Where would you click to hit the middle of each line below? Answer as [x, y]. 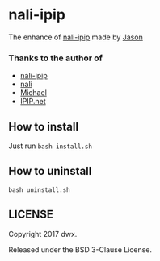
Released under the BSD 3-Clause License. [80, 249]
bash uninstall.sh [39, 190]
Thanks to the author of [55, 58]
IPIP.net [33, 101]
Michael [33, 93]
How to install [44, 126]
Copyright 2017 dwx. [43, 234]
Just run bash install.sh [51, 146]
